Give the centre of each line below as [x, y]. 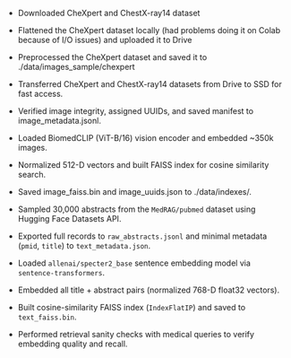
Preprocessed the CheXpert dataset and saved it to [112, 57]
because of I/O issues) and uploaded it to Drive [105, 40]
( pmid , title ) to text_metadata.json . [84, 245]
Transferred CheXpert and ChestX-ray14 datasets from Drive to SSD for [150, 84]
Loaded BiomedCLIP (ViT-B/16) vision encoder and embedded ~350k [145, 138]
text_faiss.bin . [47, 317]
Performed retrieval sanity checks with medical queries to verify [136, 334]
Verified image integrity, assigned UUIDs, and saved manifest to [135, 111]
